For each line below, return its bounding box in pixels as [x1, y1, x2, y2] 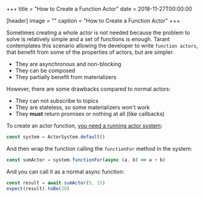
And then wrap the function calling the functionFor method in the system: [6, 145, 192, 152]
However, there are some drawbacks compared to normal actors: [6, 85, 171, 93]
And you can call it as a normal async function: [6, 168, 124, 175]
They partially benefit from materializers [15, 74, 116, 80]
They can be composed [15, 67, 75, 74]
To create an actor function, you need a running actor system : [6, 122, 163, 129]
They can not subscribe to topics [15, 97, 99, 104]
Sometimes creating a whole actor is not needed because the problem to [6, 29, 191, 36]
